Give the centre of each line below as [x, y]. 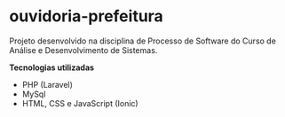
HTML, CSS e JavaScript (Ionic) [80, 103]
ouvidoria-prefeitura [87, 16]
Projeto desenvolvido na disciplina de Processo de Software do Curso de [143, 41]
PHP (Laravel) [47, 84]
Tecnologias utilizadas [52, 67]
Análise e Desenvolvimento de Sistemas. [83, 50]
